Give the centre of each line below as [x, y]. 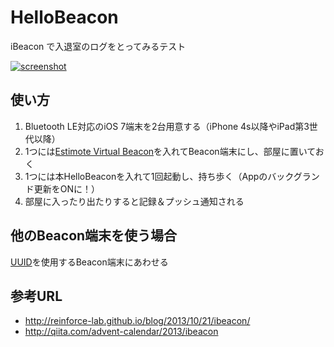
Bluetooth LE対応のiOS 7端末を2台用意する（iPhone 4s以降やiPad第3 [167, 126]
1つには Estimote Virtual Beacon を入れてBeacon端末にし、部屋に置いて [170, 151]
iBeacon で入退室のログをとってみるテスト [98, 46]
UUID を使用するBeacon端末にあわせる [89, 262]
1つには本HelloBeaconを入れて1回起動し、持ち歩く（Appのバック [159, 176]
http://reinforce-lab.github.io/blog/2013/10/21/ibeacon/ [137, 321]
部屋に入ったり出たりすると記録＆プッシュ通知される [134, 201]
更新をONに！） [67, 188]
